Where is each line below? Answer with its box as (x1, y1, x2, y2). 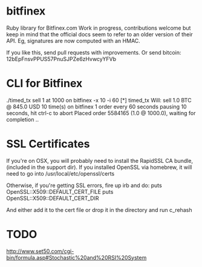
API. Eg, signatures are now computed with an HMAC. (6, 37, 140, 44)
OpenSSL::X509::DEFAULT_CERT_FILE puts (6, 188, 114, 195)
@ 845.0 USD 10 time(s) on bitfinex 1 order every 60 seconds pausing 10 (6, 103, 187, 110)
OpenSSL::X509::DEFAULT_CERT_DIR (6, 194, 99, 202)
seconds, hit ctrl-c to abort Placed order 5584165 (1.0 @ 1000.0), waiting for (6, 109, 196, 116)
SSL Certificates (6, 137, 90, 151)
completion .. (6, 116, 39, 123)
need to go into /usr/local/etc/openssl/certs (6, 170, 115, 177)
